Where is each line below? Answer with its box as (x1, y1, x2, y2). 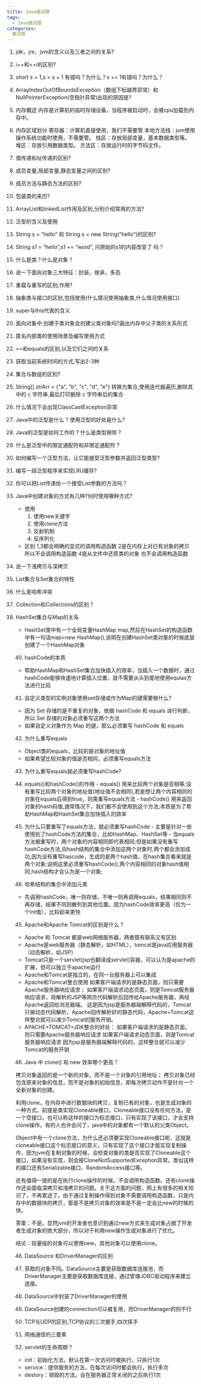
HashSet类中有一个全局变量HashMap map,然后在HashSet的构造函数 (24, 626, 193, 634)
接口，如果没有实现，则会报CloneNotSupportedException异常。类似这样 (15, 1157, 194, 1164)
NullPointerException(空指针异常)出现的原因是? (15, 94, 132, 101)
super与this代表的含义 (15, 307, 71, 314)
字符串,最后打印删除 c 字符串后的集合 (32, 391, 124, 398)
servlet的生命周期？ (24, 1344, 74, 1351)
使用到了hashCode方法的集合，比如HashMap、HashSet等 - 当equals (24, 831, 195, 838)
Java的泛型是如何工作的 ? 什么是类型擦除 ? (15, 429, 121, 436)
